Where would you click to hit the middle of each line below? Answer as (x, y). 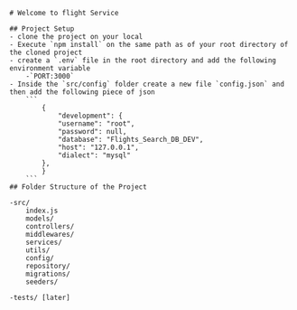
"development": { (90, 116)
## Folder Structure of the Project (78, 187)
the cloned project (46, 52)
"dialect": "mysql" (94, 155)
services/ (44, 242)
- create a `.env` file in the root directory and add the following (143, 61)
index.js (42, 211)
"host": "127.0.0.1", (98, 147)
